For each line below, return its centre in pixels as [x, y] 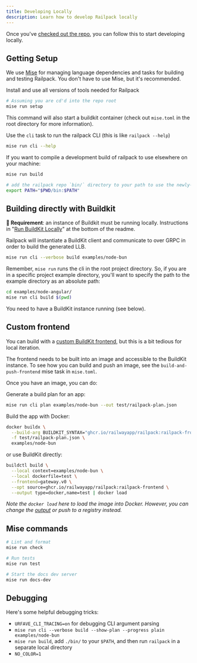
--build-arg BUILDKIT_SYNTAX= [48, 433]
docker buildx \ [26, 427]
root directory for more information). [50, 124]
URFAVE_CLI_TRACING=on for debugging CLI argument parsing [87, 624]
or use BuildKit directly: [34, 455]
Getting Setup [32, 58]
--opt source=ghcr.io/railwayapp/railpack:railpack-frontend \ [90, 487]
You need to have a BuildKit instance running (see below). [76, 309]
